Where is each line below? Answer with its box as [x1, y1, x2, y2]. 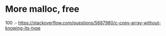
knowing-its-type [5, 25, 41, 31]
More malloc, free [5, 3, 80, 15]
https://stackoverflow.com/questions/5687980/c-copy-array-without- [18, 20, 161, 26]
